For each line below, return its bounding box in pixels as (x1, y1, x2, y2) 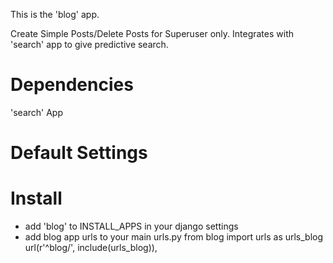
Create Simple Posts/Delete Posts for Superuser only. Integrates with (10, 28, 294, 39)
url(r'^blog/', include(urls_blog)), (24, 242, 158, 254)
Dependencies (10, 74, 134, 96)
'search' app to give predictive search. (10, 39, 169, 50)
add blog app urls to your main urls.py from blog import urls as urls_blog (24, 231, 324, 243)
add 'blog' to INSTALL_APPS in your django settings (24, 220, 239, 233)
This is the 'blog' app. (10, 9, 100, 20)
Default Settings (10, 142, 148, 164)
